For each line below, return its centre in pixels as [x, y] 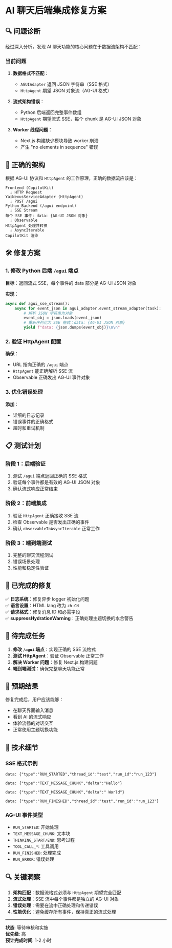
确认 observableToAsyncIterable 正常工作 [56, 528]
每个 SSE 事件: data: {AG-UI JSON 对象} [47, 216]
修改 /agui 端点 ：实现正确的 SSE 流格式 [54, 649]
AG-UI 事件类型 [24, 815]
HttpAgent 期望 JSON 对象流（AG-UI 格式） [66, 91]
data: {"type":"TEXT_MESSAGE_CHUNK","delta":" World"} [65, 792]
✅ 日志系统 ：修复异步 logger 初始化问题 [47, 599]
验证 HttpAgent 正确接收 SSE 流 [46, 515]
